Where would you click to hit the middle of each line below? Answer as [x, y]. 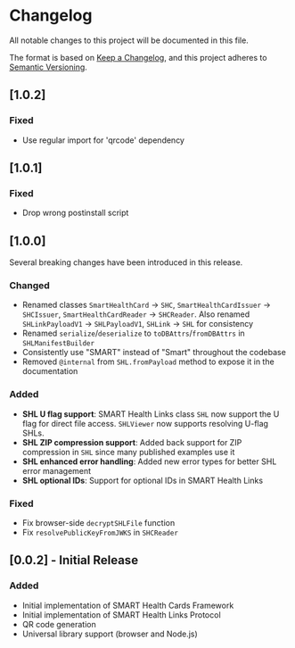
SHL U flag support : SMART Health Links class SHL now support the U [151, 414]
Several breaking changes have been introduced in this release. [126, 262]
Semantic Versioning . [48, 67]
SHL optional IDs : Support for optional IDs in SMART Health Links [143, 480]
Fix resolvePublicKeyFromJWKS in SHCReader [100, 533]
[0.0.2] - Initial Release [74, 560]
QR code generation [59, 624]
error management [57, 470]
